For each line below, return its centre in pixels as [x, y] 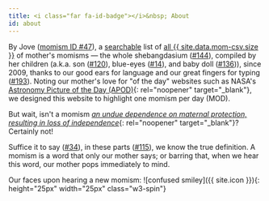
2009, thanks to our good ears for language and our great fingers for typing [134, 72]
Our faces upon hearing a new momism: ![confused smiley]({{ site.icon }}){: [134, 180]
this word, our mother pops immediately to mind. [89, 164]
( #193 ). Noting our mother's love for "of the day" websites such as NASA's [132, 81]
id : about [25, 24]
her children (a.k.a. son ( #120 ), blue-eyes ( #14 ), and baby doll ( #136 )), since [135, 64]
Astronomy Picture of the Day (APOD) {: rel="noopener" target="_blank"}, [130, 89]
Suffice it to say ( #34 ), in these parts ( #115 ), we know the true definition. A [132, 147]
